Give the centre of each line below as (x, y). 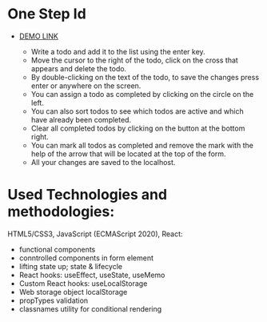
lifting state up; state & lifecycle (71, 266)
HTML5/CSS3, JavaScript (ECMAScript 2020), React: (95, 234)
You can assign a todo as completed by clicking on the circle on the (142, 94)
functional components (57, 249)
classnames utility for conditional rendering (90, 308)
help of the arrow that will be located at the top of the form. (128, 154)
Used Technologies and (88, 195)
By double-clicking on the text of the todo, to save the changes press (145, 77)
